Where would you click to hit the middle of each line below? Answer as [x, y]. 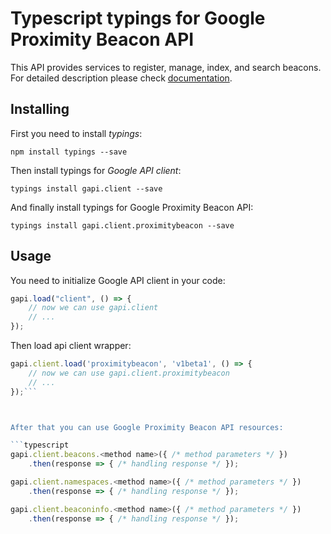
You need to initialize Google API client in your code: [118, 280]
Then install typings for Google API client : [96, 170]
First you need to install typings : [76, 133]
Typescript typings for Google [138, 18]
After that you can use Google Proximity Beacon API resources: [147, 427]
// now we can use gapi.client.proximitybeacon [129, 373]
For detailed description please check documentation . [121, 78]
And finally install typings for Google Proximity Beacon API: [132, 207]
